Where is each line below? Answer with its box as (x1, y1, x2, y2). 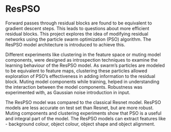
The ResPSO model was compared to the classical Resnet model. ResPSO (5, 99, 161, 105)
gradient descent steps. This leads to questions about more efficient (5, 25, 149, 31)
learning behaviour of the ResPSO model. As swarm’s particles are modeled (5, 62, 165, 68)
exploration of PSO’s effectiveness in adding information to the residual (5, 73, 155, 79)
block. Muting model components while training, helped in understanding (5, 78, 160, 85)
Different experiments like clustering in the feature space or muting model (5, 51, 161, 58)
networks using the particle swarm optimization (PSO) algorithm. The (5, 36, 152, 42)
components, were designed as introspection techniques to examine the (5, 57, 158, 63)
